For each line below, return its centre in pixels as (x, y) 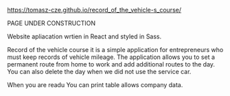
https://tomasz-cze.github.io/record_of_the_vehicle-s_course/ (94, 10)
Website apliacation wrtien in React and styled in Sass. (84, 36)
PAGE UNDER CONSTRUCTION (51, 23)
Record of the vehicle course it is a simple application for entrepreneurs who (115, 50)
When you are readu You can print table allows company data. (95, 85)
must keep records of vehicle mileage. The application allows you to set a (111, 57)
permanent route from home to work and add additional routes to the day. (111, 64)
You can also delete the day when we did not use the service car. (99, 72)
